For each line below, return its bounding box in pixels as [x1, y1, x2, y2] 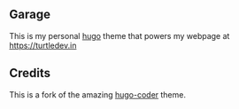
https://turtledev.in [9, 40, 77, 51]
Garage [9, 7, 51, 22]
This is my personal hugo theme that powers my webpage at [9, 30, 230, 41]
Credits [9, 66, 51, 81]
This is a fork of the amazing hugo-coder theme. [9, 89, 186, 100]
